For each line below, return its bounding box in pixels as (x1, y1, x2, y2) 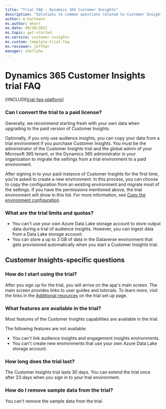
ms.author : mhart (5, 21, 41, 26)
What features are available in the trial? (5, 305, 101, 312)
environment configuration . (5, 197, 61, 203)
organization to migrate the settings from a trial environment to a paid (5, 156, 147, 162)
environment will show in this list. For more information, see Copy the (5, 192, 146, 198)
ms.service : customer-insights (5, 35, 70, 40)
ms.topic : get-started (5, 30, 52, 35)
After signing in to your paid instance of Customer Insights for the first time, (5, 171, 159, 177)
